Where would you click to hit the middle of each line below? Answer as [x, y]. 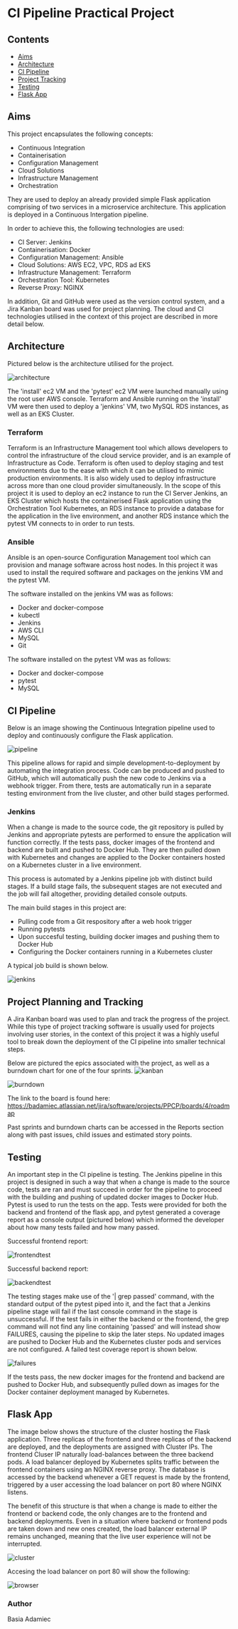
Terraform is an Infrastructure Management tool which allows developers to [118, 447]
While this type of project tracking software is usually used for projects [111, 1026]
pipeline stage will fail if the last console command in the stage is [102, 1311]
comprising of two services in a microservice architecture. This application [117, 207]
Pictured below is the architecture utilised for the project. [91, 363]
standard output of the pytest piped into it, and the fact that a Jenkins [109, 1303]
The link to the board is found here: [59, 1098]
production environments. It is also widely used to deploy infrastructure [112, 478]
